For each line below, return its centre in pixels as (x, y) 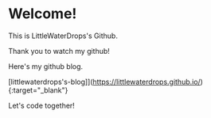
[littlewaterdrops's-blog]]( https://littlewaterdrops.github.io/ (104, 82)
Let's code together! (42, 105)
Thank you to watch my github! (59, 51)
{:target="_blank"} (38, 90)
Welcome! (43, 14)
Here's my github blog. (46, 66)
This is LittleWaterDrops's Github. (63, 36)
